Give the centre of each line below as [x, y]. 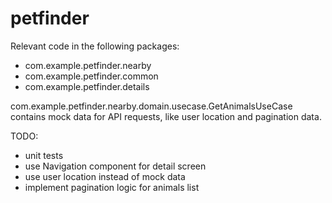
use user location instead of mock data [105, 176]
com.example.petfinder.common [91, 76]
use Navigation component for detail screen [115, 166]
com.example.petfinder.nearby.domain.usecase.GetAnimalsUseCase [151, 106]
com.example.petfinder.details [87, 86]
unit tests [44, 155]
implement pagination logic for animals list [112, 187]
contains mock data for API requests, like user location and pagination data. [166, 116]
